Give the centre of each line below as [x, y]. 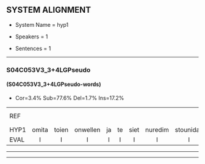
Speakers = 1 [31, 37]
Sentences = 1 [33, 48]
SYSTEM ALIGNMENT [49, 10]
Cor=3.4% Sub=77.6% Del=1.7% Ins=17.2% [70, 98]
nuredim [157, 129]
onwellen [87, 129]
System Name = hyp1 [42, 24]
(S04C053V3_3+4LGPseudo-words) [54, 84]
